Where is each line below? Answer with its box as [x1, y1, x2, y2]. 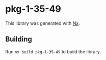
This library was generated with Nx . [5, 20, 80, 26]
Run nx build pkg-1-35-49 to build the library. [5, 48, 101, 54]
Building [5, 35, 32, 44]
